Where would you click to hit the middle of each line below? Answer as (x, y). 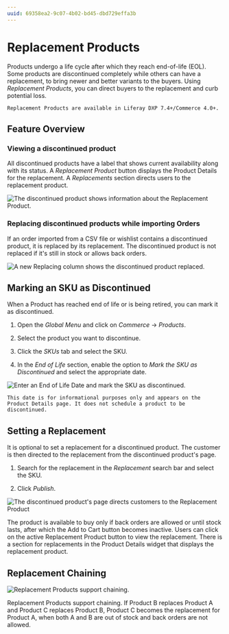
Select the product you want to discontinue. (79, 338)
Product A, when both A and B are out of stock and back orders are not (107, 617)
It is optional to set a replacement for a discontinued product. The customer (114, 448)
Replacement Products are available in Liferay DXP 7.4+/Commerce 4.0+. (113, 108)
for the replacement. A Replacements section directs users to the (99, 178)
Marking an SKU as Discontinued (79, 288)
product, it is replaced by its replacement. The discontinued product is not (112, 246)
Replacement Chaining (57, 573)
